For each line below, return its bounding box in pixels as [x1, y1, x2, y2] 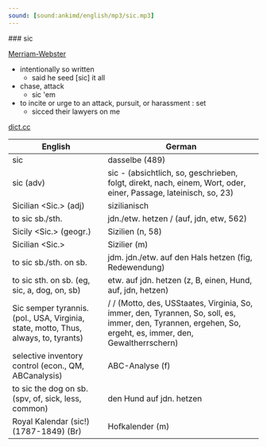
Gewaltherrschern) [107, 337, 179, 348]
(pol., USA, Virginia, [12, 312, 85, 323]
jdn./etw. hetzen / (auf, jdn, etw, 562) [107, 212, 248, 223]
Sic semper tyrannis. [12, 302, 89, 313]
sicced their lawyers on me [31, 107, 121, 116]
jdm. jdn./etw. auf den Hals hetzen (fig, [107, 251, 253, 262]
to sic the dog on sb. [12, 383, 89, 394]
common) [12, 402, 49, 414]
